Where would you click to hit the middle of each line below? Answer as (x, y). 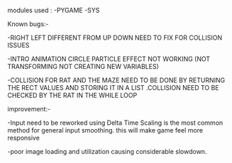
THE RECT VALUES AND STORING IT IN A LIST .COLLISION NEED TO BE (113, 88)
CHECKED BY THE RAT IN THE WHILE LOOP (72, 95)
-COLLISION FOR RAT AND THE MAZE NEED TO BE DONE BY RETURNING (116, 80)
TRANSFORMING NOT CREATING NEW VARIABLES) (83, 66)
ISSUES (18, 45)
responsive (24, 138)
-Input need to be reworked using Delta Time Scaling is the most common (115, 123)
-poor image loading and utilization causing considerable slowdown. (107, 151)
